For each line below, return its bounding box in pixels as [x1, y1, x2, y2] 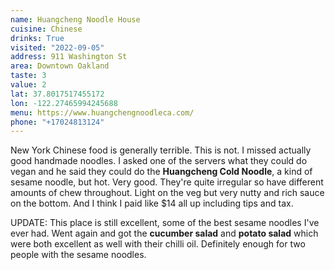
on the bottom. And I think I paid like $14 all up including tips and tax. [10, 197, 294, 210]
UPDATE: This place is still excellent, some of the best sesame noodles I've [10, 217, 320, 229]
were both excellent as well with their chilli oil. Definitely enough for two [10, 238, 306, 250]
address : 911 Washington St [10, 52, 128, 62]
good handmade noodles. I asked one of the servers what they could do [10, 155, 308, 167]
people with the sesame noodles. [10, 249, 147, 261]
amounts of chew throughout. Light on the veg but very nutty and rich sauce [10, 187, 325, 199]
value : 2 [10, 80, 47, 90]
